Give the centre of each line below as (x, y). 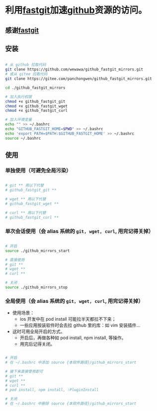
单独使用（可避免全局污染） (38, 170)
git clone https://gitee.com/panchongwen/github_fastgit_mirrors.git (79, 79)
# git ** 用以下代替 (24, 186)
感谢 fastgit (22, 30)
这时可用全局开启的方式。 (39, 332)
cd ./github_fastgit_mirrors (35, 88)
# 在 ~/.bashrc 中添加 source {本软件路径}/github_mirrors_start (71, 363)
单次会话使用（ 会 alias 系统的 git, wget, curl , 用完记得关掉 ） (79, 231)
